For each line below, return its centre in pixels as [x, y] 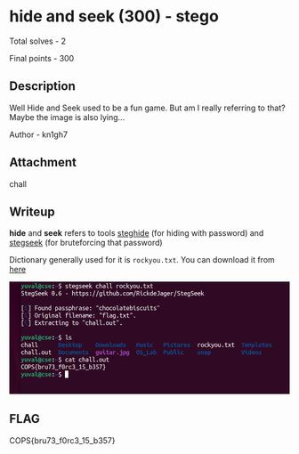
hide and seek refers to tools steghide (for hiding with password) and [137, 233]
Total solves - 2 [38, 41]
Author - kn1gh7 [39, 134]
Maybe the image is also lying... [67, 117]
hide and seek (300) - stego [114, 16]
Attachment [43, 162]
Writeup [32, 211]
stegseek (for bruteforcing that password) [86, 243]
